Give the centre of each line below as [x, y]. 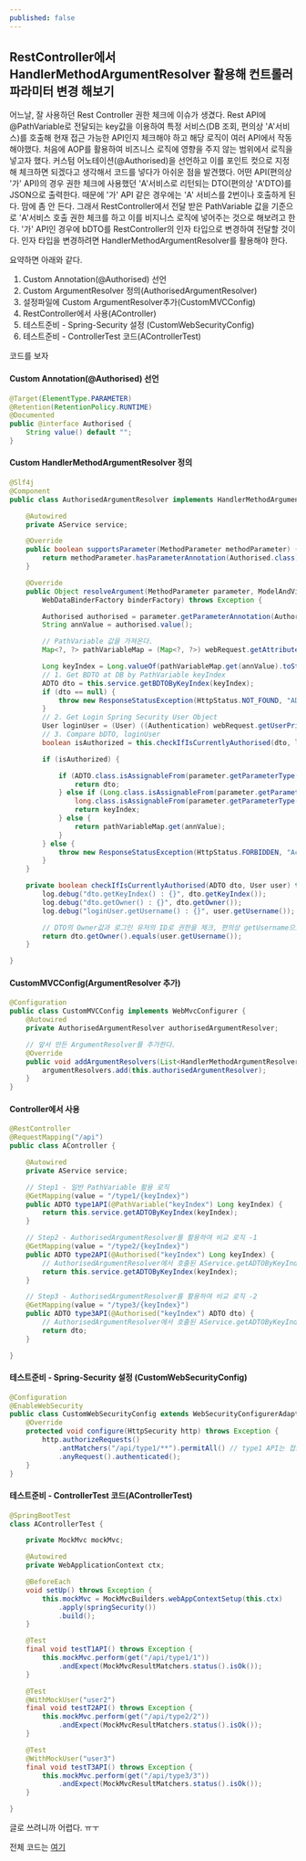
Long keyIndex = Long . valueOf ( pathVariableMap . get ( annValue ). [163, 667]
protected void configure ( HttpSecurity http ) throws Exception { [153, 1431]
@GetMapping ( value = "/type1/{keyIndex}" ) [107, 1196]
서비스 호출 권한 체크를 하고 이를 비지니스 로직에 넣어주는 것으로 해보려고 [158, 218]
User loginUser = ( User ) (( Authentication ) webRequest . [150, 726]
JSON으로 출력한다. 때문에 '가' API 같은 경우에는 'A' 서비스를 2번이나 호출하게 [148, 195]
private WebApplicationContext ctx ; [96, 1566]
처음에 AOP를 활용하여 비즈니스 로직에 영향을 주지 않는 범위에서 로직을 [168, 149]
